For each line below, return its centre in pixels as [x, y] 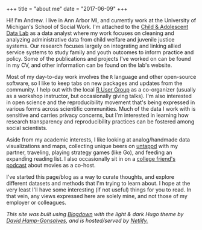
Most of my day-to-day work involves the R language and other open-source [101, 77]
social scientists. [27, 128]
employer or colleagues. [36, 202]
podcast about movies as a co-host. [51, 165]
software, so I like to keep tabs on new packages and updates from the [94, 83]
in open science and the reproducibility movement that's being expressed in [101, 102]
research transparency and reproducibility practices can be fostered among [100, 122]
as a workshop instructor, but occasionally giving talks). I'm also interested [99, 96]
